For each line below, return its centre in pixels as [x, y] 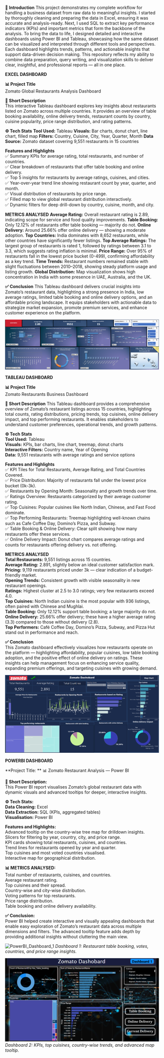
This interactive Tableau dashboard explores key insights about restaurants [81, 106]
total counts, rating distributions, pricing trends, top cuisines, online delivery [82, 414]
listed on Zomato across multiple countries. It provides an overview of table [81, 111]
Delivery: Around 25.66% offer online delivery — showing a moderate [75, 230]
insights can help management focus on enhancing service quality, [72, 663]
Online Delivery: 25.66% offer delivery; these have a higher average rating [81, 617]
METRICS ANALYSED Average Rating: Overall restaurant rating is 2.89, [77, 215]
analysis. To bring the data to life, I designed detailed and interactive [74, 34]
